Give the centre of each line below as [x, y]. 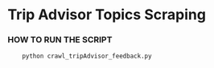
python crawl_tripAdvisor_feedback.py [87, 56]
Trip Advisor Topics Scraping [107, 15]
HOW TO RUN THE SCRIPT [60, 40]
